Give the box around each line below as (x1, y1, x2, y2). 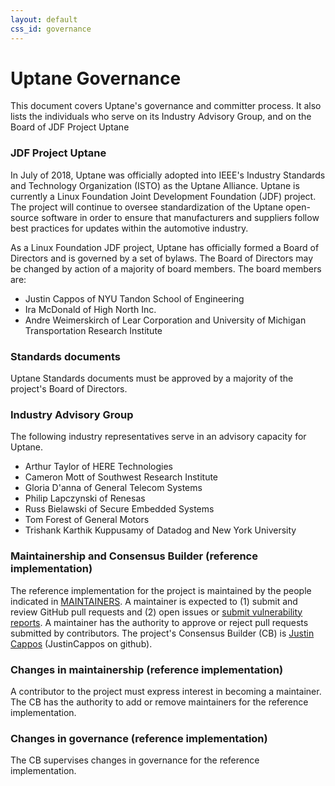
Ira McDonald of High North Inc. (24, 303, 157, 315)
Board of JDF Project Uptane (10, 121, 130, 133)
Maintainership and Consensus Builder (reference (10, 549, 258, 563)
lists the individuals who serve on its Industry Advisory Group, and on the (10, 111, 312, 123)
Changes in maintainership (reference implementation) (10, 662, 284, 676)
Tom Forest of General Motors (24, 514, 150, 526)
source (10, 211, 40, 223)
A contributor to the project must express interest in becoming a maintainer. (10, 685, 322, 697)
